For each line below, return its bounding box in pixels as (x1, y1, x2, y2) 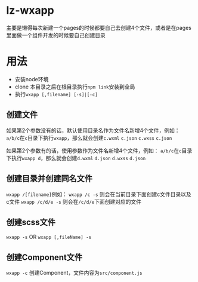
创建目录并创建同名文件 (6, 174, 92, 184)
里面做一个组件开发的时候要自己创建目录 (6, 31, 106, 39)
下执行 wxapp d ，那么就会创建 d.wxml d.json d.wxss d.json (6, 154, 146, 161)
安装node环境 (14, 75, 49, 82)
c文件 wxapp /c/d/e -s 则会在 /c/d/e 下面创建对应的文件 (6, 198, 142, 205)
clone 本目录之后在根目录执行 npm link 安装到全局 (14, 83, 135, 90)
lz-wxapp (6, 4, 55, 17)
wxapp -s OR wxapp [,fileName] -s (6, 234, 92, 241)
